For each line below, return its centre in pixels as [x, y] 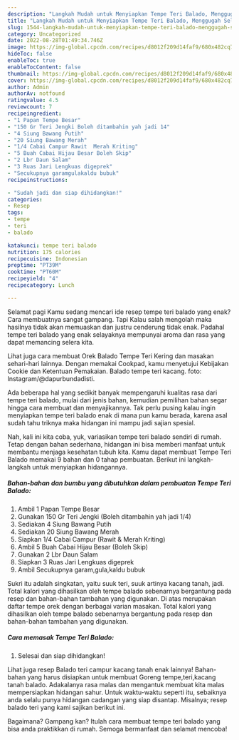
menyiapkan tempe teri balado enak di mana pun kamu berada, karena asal [117, 415]
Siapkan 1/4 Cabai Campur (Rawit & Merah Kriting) [91, 539]
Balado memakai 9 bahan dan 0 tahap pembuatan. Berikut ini [97, 459]
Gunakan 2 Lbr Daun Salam [58, 554]
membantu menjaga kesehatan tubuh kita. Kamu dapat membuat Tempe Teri [119, 452]
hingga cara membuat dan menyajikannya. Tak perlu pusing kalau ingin [111, 407]
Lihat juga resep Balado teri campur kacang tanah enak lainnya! [100, 669]
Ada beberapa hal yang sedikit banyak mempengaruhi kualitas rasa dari [112, 392]
